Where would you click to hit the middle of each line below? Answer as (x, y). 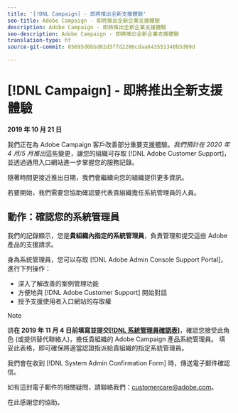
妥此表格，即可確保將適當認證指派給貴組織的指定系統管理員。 (98, 348)
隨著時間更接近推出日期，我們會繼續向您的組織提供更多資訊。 (98, 177)
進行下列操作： (29, 268)
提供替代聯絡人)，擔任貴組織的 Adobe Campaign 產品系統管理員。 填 (125, 339)
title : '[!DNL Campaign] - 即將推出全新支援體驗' (77, 14)
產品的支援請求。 (32, 244)
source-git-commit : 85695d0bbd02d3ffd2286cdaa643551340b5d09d (101, 47)
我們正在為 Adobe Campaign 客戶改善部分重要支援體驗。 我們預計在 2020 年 (119, 144)
